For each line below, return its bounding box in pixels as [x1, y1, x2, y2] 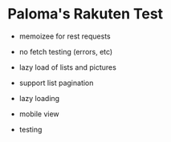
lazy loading [18, 93, 60, 103]
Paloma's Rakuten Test [7, 5, 164, 23]
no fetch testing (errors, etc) [18, 47, 113, 56]
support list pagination [18, 78, 94, 87]
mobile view [18, 109, 59, 119]
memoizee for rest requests [18, 31, 111, 41]
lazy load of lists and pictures [18, 62, 117, 72]
